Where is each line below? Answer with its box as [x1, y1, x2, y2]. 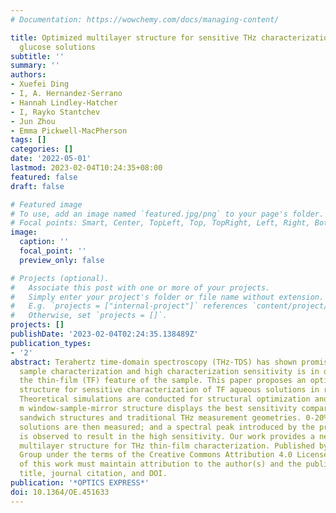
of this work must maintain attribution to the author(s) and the [19, 459, 302, 470]
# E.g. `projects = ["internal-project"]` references [10, 301, 248, 311]
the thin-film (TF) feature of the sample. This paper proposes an [19, 376, 307, 386]
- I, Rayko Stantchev [10, 107, 101, 117]
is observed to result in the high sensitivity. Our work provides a [19, 431, 315, 441]
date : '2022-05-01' [10, 154, 92, 164]
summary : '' [10, 61, 60, 71]
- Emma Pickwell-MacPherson [10, 126, 128, 136]
